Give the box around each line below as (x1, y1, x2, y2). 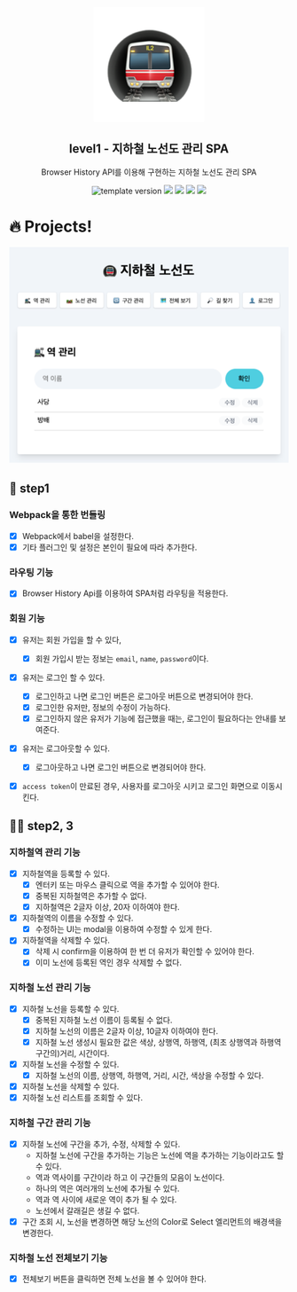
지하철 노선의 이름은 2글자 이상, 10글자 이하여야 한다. (35, 1025, 219, 1036)
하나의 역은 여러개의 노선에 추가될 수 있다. (35, 1183, 180, 1194)
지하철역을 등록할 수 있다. (21, 868, 111, 879)
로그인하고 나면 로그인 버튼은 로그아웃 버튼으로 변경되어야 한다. (35, 691, 254, 701)
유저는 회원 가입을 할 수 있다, (21, 634, 122, 645)
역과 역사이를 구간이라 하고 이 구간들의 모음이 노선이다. (35, 1171, 225, 1182)
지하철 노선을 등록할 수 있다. (21, 1003, 120, 1014)
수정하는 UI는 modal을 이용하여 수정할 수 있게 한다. (35, 924, 213, 935)
